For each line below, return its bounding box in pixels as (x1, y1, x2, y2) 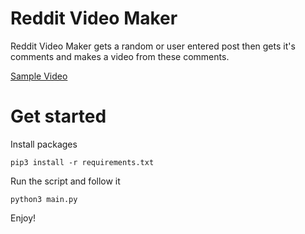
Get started (10, 105, 107, 128)
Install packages (10, 138, 78, 150)
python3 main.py (10, 194, 78, 204)
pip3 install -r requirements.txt (10, 157, 155, 167)
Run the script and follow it (10, 175, 121, 187)
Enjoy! (10, 212, 37, 224)
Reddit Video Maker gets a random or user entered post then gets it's (10, 40, 296, 52)
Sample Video (10, 70, 68, 82)
